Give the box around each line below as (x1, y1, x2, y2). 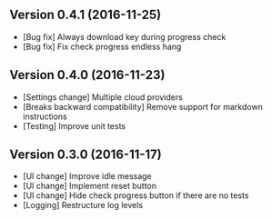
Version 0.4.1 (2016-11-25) (9, 7, 162, 23)
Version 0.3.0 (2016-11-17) (9, 147, 162, 163)
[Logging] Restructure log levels (22, 200, 144, 211)
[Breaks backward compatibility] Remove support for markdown (22, 101, 264, 112)
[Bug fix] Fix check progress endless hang (22, 41, 182, 52)
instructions (22, 111, 68, 122)
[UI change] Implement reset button (22, 181, 157, 192)
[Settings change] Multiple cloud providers (22, 91, 184, 103)
